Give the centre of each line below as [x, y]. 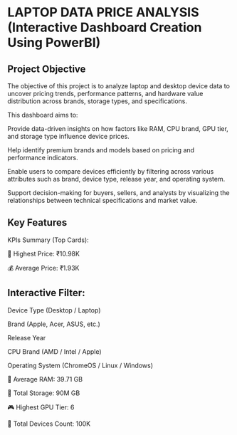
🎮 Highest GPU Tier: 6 [41, 407]
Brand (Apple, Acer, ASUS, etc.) [54, 324]
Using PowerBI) [54, 43]
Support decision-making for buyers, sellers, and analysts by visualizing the [118, 193]
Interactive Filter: [46, 293]
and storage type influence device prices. [68, 136]
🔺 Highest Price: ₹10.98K [44, 253]
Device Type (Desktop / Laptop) [54, 310]
